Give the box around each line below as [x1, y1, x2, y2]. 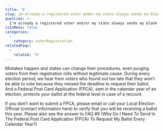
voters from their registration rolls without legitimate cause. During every [5, 71, 150, 77]
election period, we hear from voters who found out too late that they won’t [5, 76, 155, 82]
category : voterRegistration [14, 39, 73, 44]
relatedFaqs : [5, 43, 32, 48]
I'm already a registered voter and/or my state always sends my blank [9, 20, 158, 26]
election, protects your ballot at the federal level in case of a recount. [5, 91, 143, 97]
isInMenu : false [5, 25, 38, 30]
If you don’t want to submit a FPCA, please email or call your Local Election [5, 100, 155, 107]
